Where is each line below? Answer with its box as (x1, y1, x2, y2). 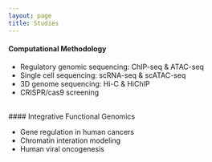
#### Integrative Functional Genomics (8, 111, 135, 121)
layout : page (8, 11, 52, 20)
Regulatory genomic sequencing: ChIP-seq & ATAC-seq (19, 62, 205, 71)
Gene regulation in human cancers (19, 127, 135, 136)
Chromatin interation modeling (19, 136, 121, 145)
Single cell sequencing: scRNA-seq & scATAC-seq (19, 70, 186, 80)
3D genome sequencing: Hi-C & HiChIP (19, 79, 150, 88)
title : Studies (8, 19, 59, 27)
